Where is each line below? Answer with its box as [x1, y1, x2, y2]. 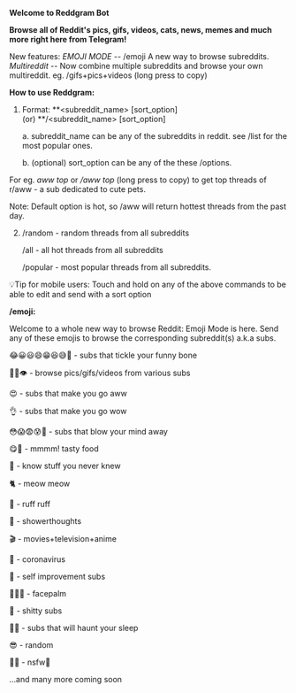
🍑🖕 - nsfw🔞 [9, 657, 51, 667]
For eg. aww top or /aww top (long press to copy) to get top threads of [9, 174, 267, 185]
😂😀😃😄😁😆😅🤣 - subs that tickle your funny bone [9, 350, 197, 360]
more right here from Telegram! [9, 35, 127, 44]
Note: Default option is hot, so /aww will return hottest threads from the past [9, 201, 287, 212]
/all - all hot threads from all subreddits [21, 245, 163, 255]
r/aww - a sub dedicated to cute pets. [9, 184, 146, 194]
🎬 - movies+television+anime [9, 534, 118, 543]
